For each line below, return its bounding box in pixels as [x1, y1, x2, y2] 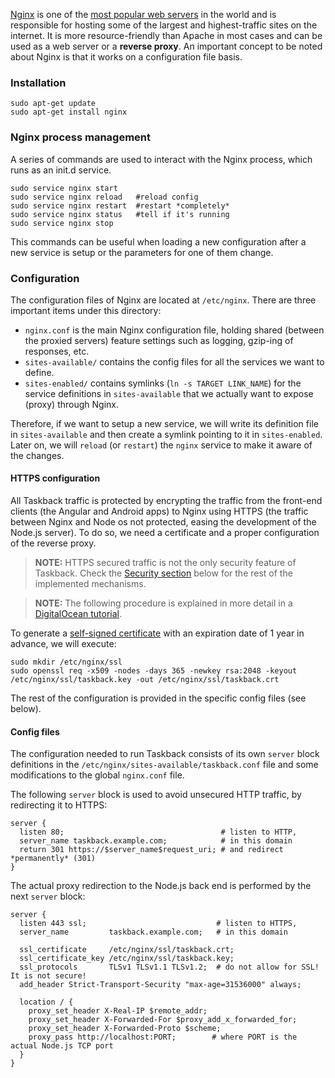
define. [24, 366, 55, 378]
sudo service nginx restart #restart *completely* [10, 200, 230, 211]
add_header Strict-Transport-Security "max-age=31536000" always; [19, 980, 302, 990]
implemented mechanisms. [34, 578, 147, 590]
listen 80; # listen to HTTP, [19, 827, 298, 838]
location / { [19, 997, 74, 1008]
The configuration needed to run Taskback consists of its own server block [10, 748, 320, 760]
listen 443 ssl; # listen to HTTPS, [19, 919, 298, 929]
